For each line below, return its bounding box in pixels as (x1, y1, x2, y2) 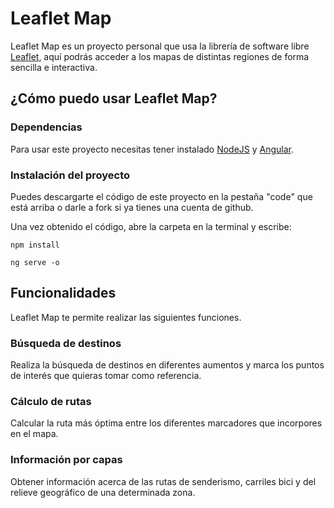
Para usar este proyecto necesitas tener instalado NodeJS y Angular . (10, 143, 295, 155)
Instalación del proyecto (10, 168, 131, 182)
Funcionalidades (10, 285, 117, 302)
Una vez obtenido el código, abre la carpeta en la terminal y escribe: (10, 220, 292, 232)
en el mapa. (10, 428, 59, 440)
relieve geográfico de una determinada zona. (10, 486, 196, 498)
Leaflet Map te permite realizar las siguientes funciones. (10, 311, 242, 323)
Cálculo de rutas (10, 394, 92, 408)
